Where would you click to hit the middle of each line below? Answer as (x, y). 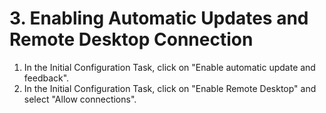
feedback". (46, 78)
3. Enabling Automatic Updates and (159, 18)
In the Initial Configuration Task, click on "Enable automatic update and (169, 67)
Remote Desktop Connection (131, 39)
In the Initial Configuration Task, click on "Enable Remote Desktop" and (170, 88)
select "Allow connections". (80, 99)
